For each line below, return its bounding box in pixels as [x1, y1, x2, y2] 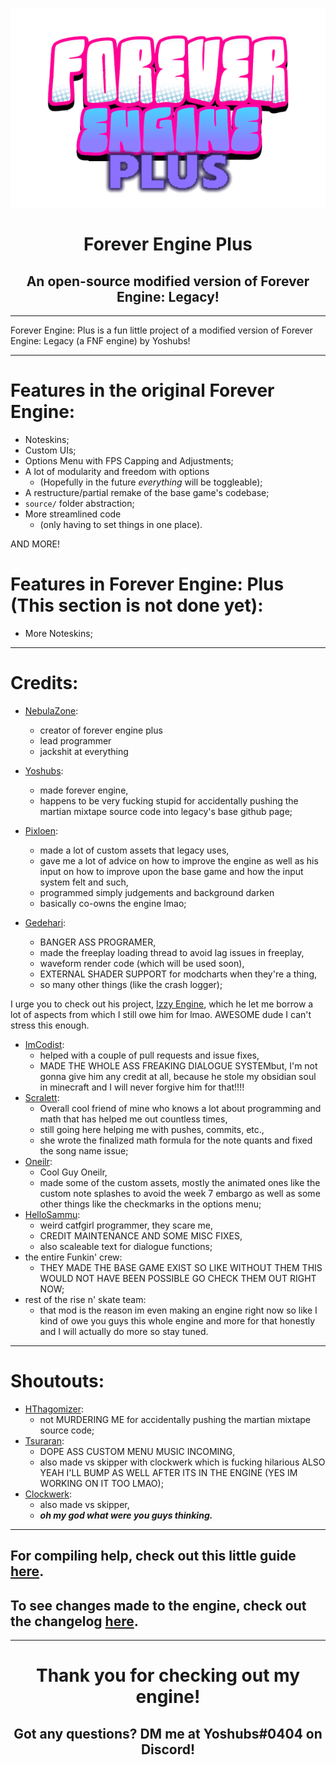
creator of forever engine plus [39, 724, 163, 736]
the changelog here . [10, 1613, 139, 1630]
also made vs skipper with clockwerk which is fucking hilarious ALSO [39, 1456, 326, 1468]
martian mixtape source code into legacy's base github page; [39, 806, 293, 817]
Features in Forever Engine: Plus [10, 573, 285, 596]
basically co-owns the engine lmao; [39, 898, 187, 909]
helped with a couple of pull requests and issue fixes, [39, 1049, 260, 1061]
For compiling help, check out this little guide [10, 1548, 297, 1565]
